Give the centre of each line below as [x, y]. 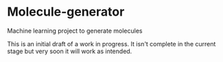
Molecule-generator [66, 12]
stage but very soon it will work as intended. [70, 51]
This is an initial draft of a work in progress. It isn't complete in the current [111, 44]
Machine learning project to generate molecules [75, 31]
